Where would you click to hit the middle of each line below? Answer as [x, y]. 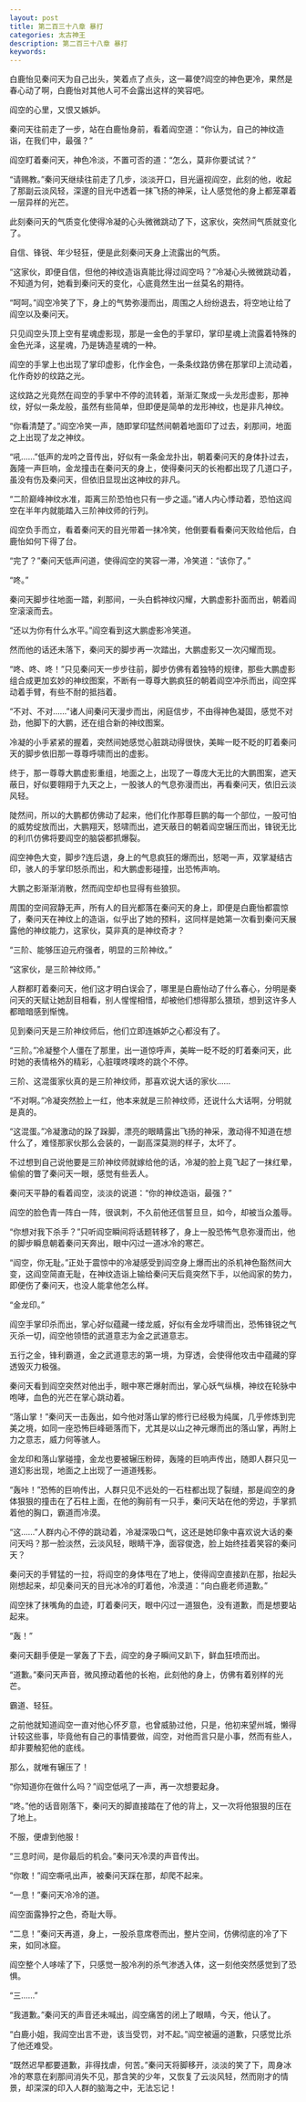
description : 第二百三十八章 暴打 [69, 43]
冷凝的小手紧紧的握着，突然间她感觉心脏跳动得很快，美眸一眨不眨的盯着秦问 [153, 742]
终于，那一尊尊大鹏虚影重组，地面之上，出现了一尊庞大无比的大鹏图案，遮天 [153, 773]
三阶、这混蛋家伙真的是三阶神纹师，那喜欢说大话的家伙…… [120, 1081]
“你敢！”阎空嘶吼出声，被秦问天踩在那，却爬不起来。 [109, 1876]
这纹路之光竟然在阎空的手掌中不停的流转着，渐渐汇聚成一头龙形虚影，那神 [149, 395]
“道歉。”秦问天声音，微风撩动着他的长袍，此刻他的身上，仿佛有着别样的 [143, 1675]
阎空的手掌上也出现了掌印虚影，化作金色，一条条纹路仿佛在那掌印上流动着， [153, 364]
